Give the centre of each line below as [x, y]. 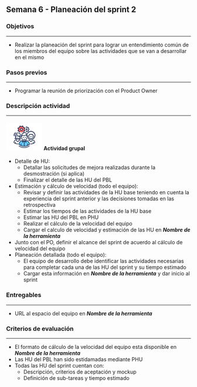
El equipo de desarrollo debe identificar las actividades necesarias [103, 261]
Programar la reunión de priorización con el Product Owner [86, 90]
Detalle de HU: [32, 161]
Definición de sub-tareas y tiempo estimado [77, 378]
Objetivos [20, 26]
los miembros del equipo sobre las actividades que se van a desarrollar [101, 51]
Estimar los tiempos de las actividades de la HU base [87, 211]
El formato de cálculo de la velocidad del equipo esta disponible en [96, 347]
